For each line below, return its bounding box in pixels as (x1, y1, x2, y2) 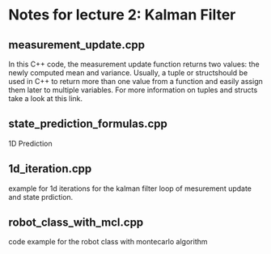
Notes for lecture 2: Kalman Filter (8, 6, 236, 24)
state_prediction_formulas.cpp (8, 117, 168, 131)
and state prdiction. (8, 192, 74, 201)
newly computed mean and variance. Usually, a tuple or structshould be (8, 68, 248, 78)
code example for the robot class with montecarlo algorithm (8, 237, 208, 247)
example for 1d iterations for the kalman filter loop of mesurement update (8, 184, 252, 193)
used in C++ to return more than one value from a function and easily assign (8, 77, 263, 86)
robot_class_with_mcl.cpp (8, 216, 144, 230)
